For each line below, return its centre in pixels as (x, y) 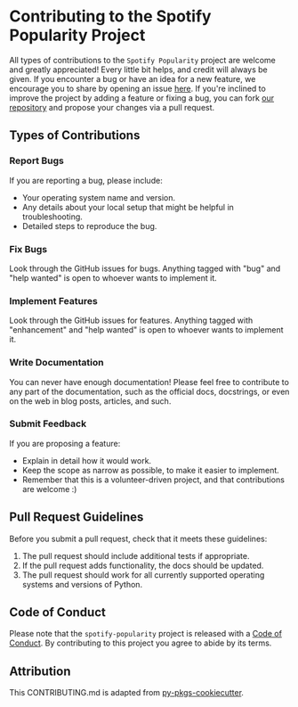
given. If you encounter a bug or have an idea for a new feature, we (133, 78)
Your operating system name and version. (99, 197)
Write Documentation (56, 363)
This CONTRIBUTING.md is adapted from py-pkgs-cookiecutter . (127, 693)
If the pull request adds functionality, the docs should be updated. (143, 565)
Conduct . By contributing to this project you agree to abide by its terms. (141, 643)
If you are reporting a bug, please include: (86, 180)
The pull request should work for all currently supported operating (143, 575)
